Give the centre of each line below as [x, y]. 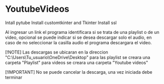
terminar [14, 77]
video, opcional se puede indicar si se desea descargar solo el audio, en [78, 37]
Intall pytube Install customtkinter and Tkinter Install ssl [61, 23]
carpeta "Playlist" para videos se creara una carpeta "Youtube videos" [77, 62]
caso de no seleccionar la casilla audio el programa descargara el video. [79, 42]
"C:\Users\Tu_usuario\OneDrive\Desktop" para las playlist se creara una [78, 57]
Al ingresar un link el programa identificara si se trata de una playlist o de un [82, 32]
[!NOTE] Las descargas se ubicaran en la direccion [57, 52]
